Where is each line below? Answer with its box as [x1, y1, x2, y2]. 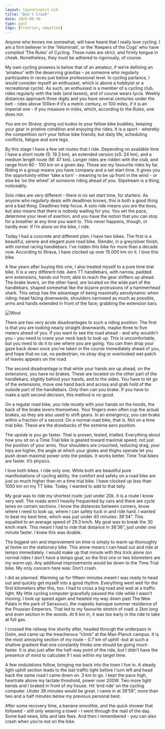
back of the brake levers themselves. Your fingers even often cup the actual [5, 407, 159, 413]
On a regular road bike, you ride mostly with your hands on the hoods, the [5, 401, 155, 407]
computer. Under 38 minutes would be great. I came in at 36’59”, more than [5, 688, 159, 694]
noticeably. [5, 183, 28, 189]
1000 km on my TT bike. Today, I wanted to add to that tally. [5, 483, 127, 489]
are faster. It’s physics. [5, 458, 51, 464]
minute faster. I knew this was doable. [5, 530, 82, 535]
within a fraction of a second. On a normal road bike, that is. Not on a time [5, 417, 155, 423]
